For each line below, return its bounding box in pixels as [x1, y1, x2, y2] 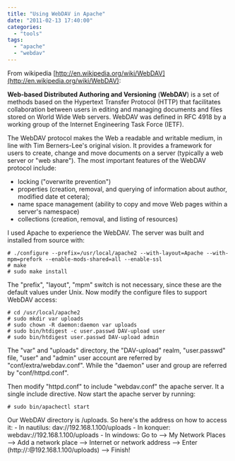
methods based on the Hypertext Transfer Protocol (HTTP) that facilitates [7, 97, 221, 106]
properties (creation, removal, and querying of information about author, [17, 185, 228, 193]
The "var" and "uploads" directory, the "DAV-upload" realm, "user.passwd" [7, 346, 226, 355]
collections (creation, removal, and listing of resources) [17, 214, 179, 223]
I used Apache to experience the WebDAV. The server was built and [7, 228, 205, 237]
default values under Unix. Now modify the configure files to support [7, 288, 207, 296]
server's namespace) [17, 207, 80, 216]
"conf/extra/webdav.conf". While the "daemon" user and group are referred [7, 361, 227, 369]
